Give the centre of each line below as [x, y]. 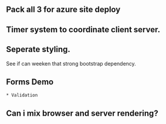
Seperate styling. [38, 49]
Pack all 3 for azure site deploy [63, 10]
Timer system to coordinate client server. [83, 30]
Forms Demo [30, 82]
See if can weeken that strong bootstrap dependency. [71, 63]
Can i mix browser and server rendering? [82, 113]
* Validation [22, 95]
